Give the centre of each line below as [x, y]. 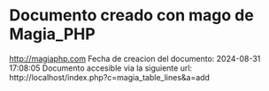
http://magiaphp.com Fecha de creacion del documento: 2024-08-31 [135, 58]
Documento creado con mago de [131, 15]
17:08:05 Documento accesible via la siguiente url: [101, 68]
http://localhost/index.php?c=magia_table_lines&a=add [110, 77]
